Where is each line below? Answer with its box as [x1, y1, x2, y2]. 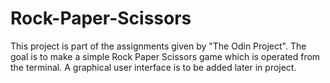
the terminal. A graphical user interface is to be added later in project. [10, 61, 297, 73]
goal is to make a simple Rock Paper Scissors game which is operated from [10, 50, 321, 62]
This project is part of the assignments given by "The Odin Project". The [10, 40, 307, 52]
